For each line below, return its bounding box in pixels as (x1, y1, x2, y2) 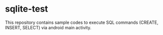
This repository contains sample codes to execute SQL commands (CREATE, (5, 19, 159, 25)
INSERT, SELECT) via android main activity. (5, 24, 91, 30)
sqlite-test (5, 3, 48, 15)
